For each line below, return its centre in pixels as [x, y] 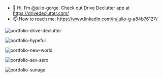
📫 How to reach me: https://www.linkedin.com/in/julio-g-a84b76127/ [85, 19]
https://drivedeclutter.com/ [41, 13]
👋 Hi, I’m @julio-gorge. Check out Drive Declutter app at [71, 8]
